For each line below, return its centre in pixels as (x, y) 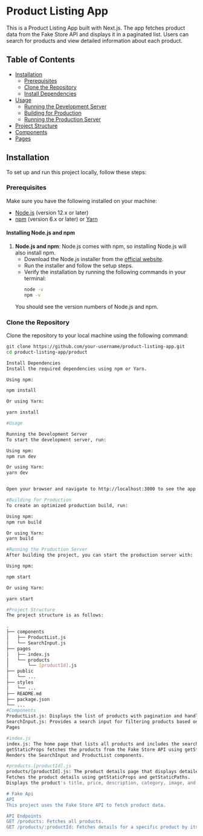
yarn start (20, 599)
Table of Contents (41, 60)
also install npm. (35, 253)
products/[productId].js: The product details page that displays (92, 772)
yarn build (20, 539)
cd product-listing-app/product (47, 352)
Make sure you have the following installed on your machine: (82, 201)
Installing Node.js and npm (41, 233)
